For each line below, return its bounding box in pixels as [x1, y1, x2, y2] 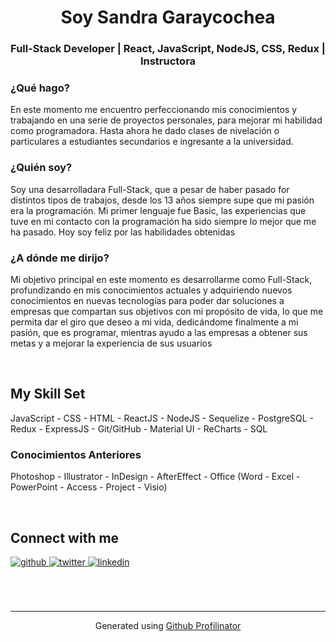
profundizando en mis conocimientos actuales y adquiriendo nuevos [10, 284, 293, 296]
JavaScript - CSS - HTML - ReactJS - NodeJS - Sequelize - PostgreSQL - [10, 412, 314, 424]
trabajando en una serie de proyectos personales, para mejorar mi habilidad [10, 114, 323, 126]
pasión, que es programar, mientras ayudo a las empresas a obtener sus [10, 327, 308, 338]
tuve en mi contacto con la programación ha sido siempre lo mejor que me [10, 215, 317, 227]
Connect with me [10, 529, 120, 546]
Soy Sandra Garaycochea [60, 6, 276, 29]
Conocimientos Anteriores [10, 447, 142, 461]
